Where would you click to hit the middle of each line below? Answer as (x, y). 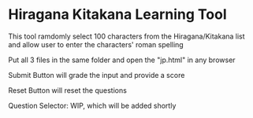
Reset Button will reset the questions (68, 90)
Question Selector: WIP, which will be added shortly (92, 105)
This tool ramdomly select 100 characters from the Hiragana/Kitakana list (127, 36)
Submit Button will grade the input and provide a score (97, 75)
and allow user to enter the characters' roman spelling (96, 44)
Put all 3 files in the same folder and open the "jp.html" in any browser (122, 60)
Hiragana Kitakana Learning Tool (117, 15)
